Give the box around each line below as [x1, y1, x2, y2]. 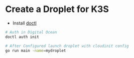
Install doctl [12, 20, 37, 26]
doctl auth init [5, 34, 39, 39]
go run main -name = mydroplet [5, 48, 66, 53]
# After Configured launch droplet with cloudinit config [5, 43, 129, 48]
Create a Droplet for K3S [5, 3, 109, 15]
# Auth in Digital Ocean [5, 29, 57, 34]
